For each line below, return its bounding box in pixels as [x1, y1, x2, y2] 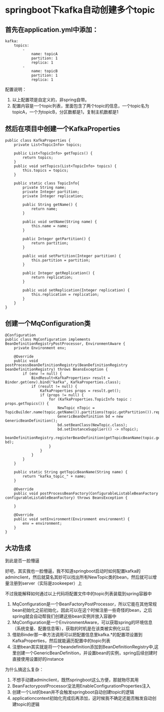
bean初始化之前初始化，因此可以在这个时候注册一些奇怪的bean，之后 [12, 607, 152, 613]
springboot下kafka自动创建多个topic [5, 4, 155, 16]
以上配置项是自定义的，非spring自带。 [12, 97, 89, 103]
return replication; [31, 275, 73, 280]
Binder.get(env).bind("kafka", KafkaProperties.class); [5, 379, 121, 384]
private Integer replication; [22, 194, 84, 199]
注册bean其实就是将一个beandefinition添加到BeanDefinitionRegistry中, [12, 644, 155, 650]
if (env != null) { [22, 371, 62, 376]
